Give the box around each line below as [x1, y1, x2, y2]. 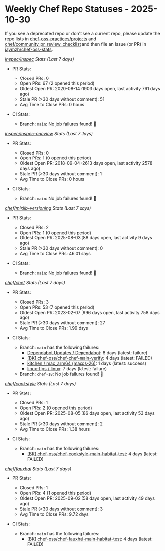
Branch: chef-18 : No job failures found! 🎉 [19, 371, 103, 377]
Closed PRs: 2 [19, 224, 49, 230]
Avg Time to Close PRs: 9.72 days [19, 511, 89, 517]
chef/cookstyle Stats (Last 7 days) [5, 380, 76, 386]
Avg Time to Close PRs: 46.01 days [19, 250, 91, 256]
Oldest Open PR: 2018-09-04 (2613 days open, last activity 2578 [19, 160, 153, 166]
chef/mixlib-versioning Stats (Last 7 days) [5, 205, 91, 211]
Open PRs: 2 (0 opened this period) [19, 405, 93, 411]
